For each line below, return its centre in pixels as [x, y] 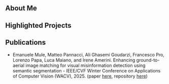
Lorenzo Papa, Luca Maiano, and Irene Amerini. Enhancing [74, 60]
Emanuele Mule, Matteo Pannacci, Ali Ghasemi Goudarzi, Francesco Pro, [89, 54]
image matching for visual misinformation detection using [85, 65]
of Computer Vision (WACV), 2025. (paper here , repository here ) [80, 76]
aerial [18, 65]
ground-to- [148, 60]
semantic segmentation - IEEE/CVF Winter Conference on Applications [87, 70]
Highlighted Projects [39, 25]
